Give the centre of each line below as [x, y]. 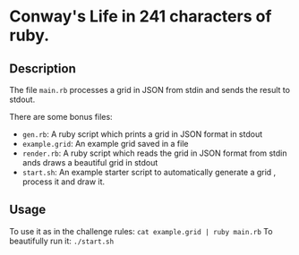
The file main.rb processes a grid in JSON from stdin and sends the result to [150, 90]
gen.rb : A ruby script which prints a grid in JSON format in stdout [142, 134]
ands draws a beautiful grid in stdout [90, 162]
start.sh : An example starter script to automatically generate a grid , [149, 172]
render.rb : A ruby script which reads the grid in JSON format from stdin [154, 153]
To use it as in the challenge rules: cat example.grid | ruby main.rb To [141, 231]
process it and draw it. [64, 182]
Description [43, 68]
